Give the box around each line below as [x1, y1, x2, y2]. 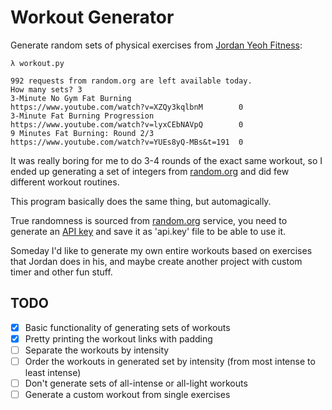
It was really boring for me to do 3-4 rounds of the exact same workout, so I [10, 154, 323, 166]
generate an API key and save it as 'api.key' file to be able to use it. [10, 225, 287, 237]
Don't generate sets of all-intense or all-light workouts [24, 377, 248, 389]
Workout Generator [10, 6, 175, 29]
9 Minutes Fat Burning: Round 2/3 [10, 128, 155, 138]
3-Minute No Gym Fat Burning [10, 93, 132, 103]
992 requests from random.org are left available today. [10, 76, 253, 86]
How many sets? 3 [10, 84, 83, 95]
